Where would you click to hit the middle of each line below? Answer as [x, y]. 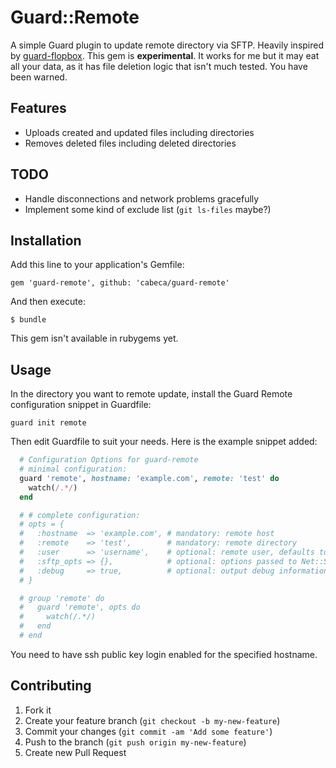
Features [38, 108]
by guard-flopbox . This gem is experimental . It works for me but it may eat [165, 55]
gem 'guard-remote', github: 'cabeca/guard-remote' [120, 283]
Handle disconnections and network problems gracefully [142, 198]
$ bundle [28, 320]
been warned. [39, 77]
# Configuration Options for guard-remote [109, 460]
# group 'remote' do [62, 598]
